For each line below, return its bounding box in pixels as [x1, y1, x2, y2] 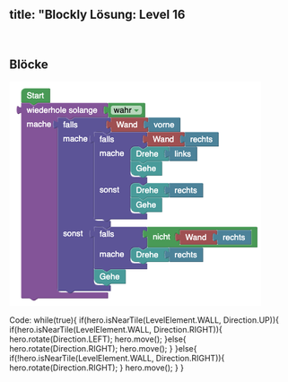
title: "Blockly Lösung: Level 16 [9, 7, 186, 22]
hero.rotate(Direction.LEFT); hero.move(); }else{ [9, 334, 187, 344]
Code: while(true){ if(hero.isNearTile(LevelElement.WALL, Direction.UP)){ [9, 314, 280, 326]
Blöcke [9, 57, 49, 73]
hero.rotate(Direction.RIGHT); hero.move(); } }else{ [9, 343, 197, 353]
